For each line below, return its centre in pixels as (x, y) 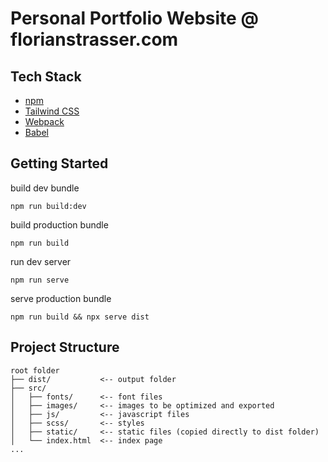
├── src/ (28, 388)
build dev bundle (45, 188)
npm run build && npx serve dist (80, 317)
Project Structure (65, 347)
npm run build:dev (48, 206)
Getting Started (59, 163)
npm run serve (40, 280)
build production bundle (59, 224)
